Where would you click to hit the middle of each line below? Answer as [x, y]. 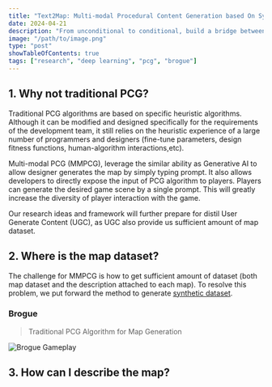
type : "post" [30, 46]
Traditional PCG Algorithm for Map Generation [105, 331]
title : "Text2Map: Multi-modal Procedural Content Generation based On [132, 16]
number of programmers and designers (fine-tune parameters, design [125, 139]
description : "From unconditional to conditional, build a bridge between [137, 31]
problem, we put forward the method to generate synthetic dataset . [121, 293]
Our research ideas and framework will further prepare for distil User [123, 213]
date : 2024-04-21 [38, 23]
